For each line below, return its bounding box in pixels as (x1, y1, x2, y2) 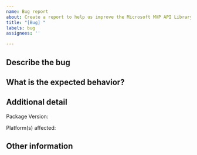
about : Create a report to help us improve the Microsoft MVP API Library (6, 14, 193, 20)
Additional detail (6, 97, 67, 107)
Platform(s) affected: (6, 124, 56, 131)
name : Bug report (6, 8, 49, 15)
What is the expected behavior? (6, 77, 125, 87)
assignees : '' (6, 31, 41, 36)
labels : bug (6, 25, 35, 31)
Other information (6, 141, 73, 151)
